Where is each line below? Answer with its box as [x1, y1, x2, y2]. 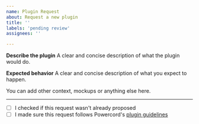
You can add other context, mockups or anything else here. [6, 87, 151, 94]
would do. [6, 58, 31, 66]
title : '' [6, 19, 31, 25]
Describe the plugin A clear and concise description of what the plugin [6, 52, 180, 59]
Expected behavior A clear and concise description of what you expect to [6, 70, 187, 77]
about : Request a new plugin [6, 14, 78, 20]
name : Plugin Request [6, 8, 60, 15]
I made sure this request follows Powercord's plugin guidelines [14, 111, 168, 118]
